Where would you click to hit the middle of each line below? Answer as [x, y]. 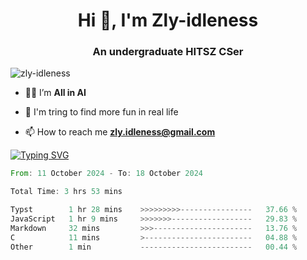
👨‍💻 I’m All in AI [55, 93]
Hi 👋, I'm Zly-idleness [168, 20]
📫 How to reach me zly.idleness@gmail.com [120, 132]
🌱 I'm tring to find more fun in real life [101, 112]
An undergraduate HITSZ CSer [168, 52]
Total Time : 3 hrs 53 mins [66, 192]
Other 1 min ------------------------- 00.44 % [154, 247]
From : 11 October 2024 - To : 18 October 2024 [106, 174]
